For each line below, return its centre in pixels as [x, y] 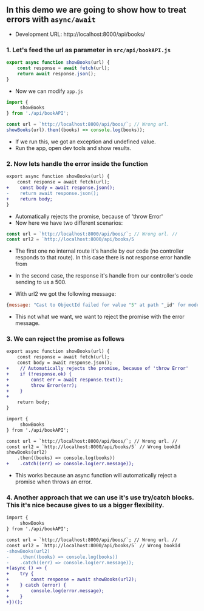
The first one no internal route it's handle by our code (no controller [99, 251]
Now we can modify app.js [49, 91]
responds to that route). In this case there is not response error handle [103, 258]
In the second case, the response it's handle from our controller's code [104, 276]
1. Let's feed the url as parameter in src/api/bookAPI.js [89, 50]
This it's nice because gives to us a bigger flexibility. [85, 505]
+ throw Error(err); [42, 385]
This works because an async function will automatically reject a [96, 476]
